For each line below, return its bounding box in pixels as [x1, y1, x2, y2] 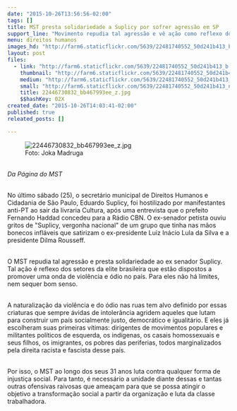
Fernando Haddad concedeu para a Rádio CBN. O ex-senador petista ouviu [7, 213, 226, 222]
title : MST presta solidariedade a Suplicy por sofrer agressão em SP [7, 23, 219, 30]
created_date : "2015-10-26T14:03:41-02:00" [7, 102, 138, 109]
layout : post [7, 50, 46, 57]
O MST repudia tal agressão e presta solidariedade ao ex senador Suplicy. [7, 257, 223, 266]
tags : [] [7, 17, 33, 24]
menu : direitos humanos [7, 37, 78, 44]
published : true [7, 109, 55, 116]
